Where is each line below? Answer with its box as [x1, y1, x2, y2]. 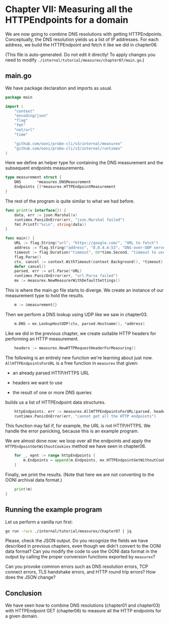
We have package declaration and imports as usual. [5, 85, 113, 91]
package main [5, 94, 33, 100]
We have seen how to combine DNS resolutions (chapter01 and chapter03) [5, 602, 160, 608]
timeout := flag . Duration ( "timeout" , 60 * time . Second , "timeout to [14, 250, 156, 255]
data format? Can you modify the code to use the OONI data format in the [5, 548, 157, 554]
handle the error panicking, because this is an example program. [5, 428, 139, 434]
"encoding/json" [14, 113, 49, 118]
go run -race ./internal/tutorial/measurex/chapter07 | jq [5, 529, 132, 534]
